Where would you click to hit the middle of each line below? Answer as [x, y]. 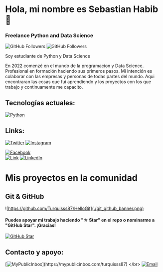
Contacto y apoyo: [34, 252]
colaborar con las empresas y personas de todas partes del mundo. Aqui [80, 77]
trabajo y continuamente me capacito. [44, 87]
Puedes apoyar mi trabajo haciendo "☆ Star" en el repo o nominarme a [80, 220]
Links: [15, 130]
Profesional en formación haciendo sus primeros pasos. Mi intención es [79, 71]
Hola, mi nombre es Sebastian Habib [82, 9]
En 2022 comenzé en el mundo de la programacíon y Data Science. [75, 66]
